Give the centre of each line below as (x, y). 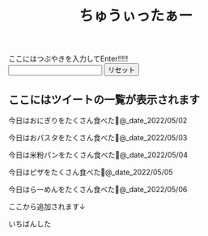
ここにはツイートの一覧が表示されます (104, 99)
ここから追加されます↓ (47, 206)
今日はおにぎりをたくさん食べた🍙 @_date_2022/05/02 (98, 120)
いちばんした (30, 224)
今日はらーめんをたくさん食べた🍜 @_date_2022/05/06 (98, 189)
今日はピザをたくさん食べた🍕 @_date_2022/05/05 (91, 172)
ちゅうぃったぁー (136, 16)
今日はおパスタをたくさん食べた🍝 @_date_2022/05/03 (98, 137)
